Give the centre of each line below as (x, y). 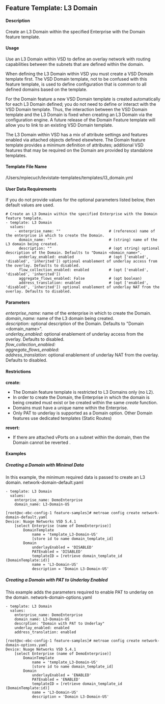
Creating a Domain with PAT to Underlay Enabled (57, 580)
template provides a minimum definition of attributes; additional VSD (75, 145)
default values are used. (30, 205)
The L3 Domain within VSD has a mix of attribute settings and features (77, 134)
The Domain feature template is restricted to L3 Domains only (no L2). (83, 392)
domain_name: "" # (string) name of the (88, 240)
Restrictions (18, 371)
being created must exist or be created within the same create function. (85, 402)
